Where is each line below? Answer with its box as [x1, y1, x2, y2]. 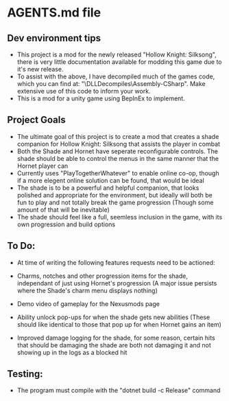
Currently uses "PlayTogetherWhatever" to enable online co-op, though [16, 169, 219, 177]
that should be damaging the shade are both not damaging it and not [16, 340, 211, 349]
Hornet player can [16, 162, 69, 170]
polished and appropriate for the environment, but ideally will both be [16, 191, 213, 199]
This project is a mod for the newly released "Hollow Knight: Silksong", [16, 50, 217, 58]
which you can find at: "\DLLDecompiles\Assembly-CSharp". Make [16, 80, 206, 87]
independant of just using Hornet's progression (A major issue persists [16, 279, 217, 287]
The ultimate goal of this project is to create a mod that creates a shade [16, 132, 219, 140]
